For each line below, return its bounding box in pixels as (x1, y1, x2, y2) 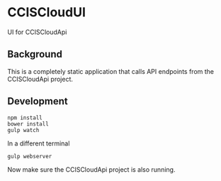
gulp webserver (7, 153, 52, 160)
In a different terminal (7, 139, 70, 148)
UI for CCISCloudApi (7, 28, 67, 36)
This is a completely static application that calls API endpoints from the (7, 67, 215, 75)
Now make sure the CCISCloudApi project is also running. (7, 165, 176, 174)
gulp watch (7, 126, 40, 133)
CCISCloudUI (7, 4, 86, 21)
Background (7, 48, 62, 60)
